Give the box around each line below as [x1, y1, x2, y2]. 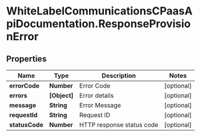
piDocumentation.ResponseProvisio [6, 17, 191, 31]
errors [9, 91, 28, 100]
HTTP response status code [79, 121, 158, 129]
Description [101, 72, 137, 79]
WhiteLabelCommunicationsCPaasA [6, 4, 193, 18]
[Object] [49, 91, 74, 100]
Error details [79, 91, 114, 100]
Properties [6, 53, 47, 64]
